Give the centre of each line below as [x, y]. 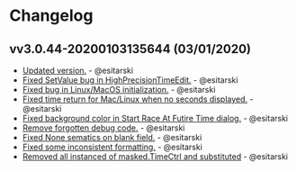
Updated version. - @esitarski [77, 70]
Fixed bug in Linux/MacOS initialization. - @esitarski [119, 90]
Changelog [51, 16]
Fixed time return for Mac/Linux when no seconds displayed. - [138, 99]
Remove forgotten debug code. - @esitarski [103, 128]
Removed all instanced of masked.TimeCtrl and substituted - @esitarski [155, 157]
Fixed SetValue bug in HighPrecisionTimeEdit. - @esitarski [130, 80]
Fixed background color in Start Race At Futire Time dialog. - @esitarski [155, 118]
